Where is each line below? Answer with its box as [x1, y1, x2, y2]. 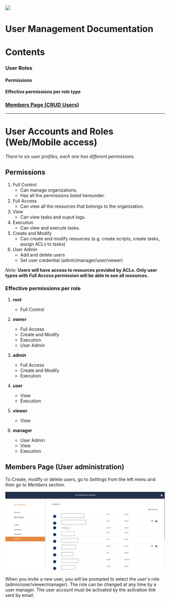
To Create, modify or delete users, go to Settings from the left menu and [5, 476, 156, 482]
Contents [5, 46, 46, 58]
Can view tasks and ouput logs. [20, 214, 86, 220]
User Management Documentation [5, 23, 153, 35]
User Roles [5, 65, 33, 72]
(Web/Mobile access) [5, 136, 98, 148]
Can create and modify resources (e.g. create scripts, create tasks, [20, 235, 160, 241]
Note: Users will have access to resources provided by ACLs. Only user [5, 267, 158, 273]
